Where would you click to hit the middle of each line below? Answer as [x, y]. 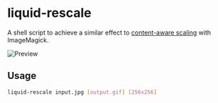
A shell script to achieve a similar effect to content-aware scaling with [109, 32]
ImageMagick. [28, 40]
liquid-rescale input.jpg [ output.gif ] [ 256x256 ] [82, 92]
